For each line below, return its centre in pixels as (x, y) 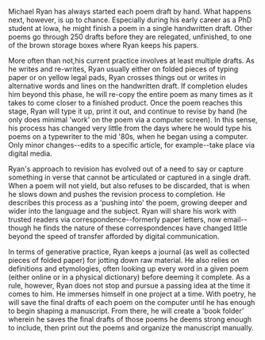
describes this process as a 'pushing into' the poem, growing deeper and (128, 203)
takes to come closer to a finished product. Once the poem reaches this (125, 103)
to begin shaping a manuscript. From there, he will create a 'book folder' (126, 311)
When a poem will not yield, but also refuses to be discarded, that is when (129, 185)
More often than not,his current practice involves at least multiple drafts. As (132, 60)
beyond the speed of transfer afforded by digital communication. (114, 236)
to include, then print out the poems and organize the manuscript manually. (131, 328)
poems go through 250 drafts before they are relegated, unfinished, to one (130, 37)
